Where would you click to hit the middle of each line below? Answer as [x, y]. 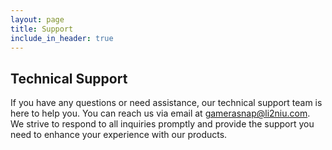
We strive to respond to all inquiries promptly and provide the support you [162, 124]
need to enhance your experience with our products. [119, 135]
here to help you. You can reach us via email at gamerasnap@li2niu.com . [160, 113]
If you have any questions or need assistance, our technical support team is [166, 103]
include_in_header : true [62, 38]
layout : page [37, 19]
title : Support [42, 29]
